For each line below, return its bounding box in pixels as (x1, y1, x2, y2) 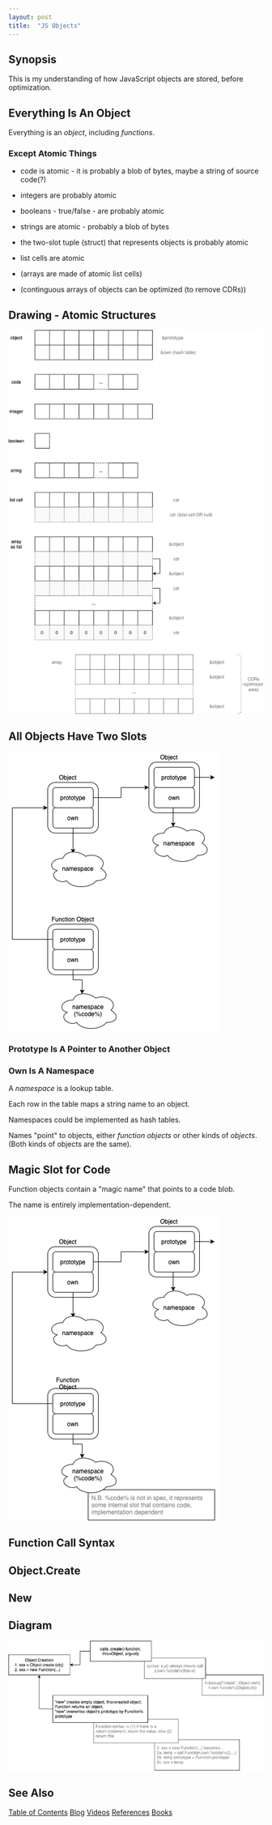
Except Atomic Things (8, 148, 97, 160)
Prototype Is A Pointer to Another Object (8, 1043, 171, 1055)
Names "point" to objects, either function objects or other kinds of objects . (8, 1131, 257, 1141)
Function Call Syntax (8, 1536, 116, 1550)
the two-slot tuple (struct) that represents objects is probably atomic (19, 237, 249, 247)
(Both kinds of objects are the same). (8, 1139, 132, 1149)
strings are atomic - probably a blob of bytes (19, 222, 170, 232)
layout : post (8, 13, 53, 21)
